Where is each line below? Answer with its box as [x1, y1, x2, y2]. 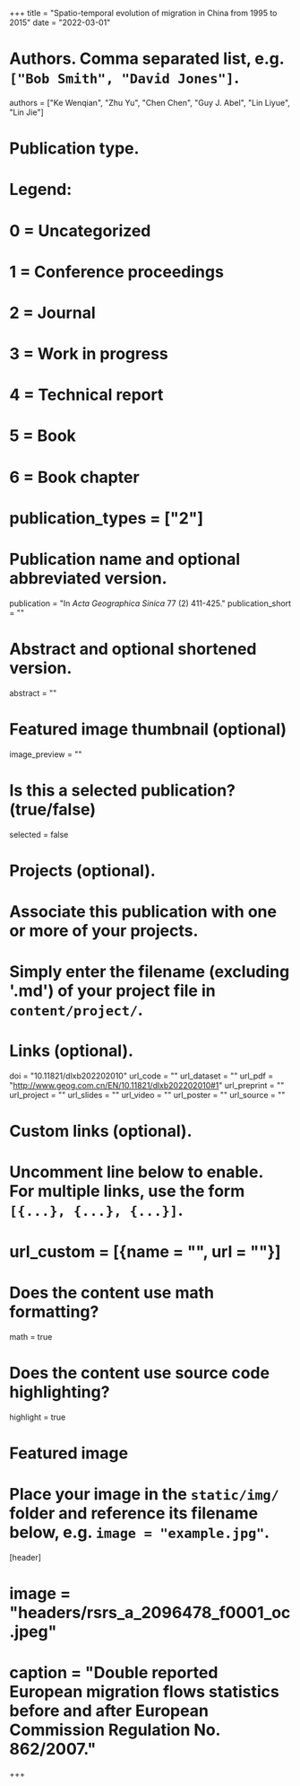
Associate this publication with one [9, 902, 278, 921]
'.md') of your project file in [9, 981, 217, 1001]
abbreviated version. [9, 568, 167, 588]
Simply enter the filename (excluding [9, 962, 290, 982]
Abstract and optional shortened [9, 638, 257, 659]
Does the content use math [9, 1282, 215, 1303]
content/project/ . [9, 1000, 143, 1020]
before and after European [9, 1701, 209, 1720]
